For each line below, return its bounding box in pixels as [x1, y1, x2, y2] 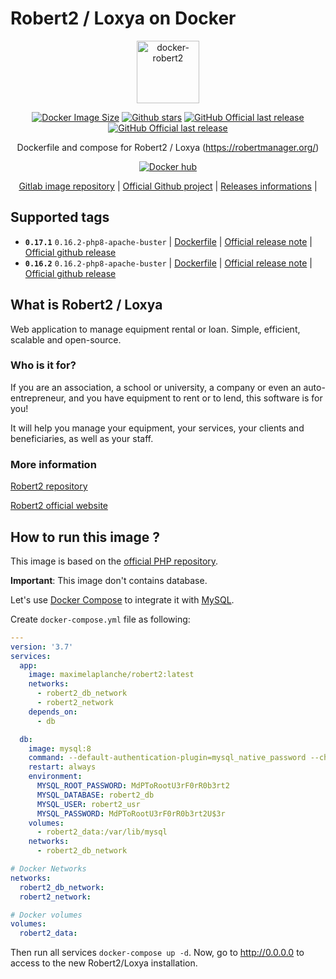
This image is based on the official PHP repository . [10, 555, 219, 567]
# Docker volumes [10, 910, 83, 920]
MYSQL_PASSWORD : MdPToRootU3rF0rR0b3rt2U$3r [36, 808, 226, 819]
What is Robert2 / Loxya [10, 297, 163, 314]
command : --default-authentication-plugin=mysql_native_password [28, 753, 307, 763]
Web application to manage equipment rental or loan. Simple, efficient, [10, 323, 301, 335]
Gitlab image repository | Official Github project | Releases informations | [18, 180, 318, 192]
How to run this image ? [10, 528, 160, 546]
